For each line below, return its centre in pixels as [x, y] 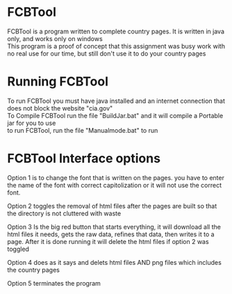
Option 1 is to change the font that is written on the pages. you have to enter [116, 177]
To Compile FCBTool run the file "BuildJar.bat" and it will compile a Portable [115, 115]
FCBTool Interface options [84, 159]
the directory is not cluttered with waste [64, 213]
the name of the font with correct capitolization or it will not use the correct [115, 185]
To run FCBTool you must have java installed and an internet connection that [116, 101]
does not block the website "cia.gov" [60, 108]
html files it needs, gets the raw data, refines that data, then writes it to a [111, 234]
